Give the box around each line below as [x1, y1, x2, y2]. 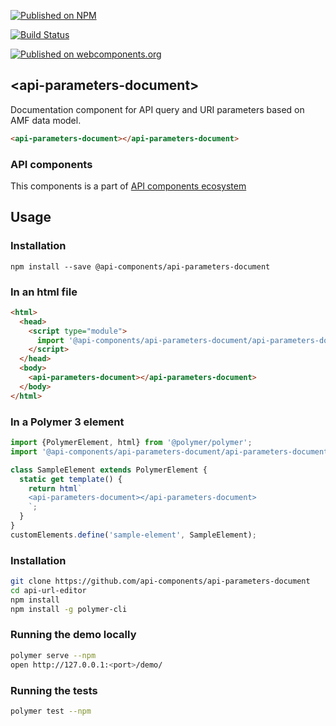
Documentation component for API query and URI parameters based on [10, 103, 305, 115]
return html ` [28, 483, 83, 494]
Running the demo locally [10, 628, 137, 642]
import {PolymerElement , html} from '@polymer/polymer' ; [10, 438, 253, 448]
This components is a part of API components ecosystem [10, 180, 247, 192]
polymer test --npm [10, 706, 92, 716]
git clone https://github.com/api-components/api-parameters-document [10, 576, 311, 587]
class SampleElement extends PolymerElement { [10, 465, 208, 475]
